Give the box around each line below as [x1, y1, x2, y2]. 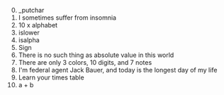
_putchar [18, 6, 45, 14]
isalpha [18, 36, 40, 44]
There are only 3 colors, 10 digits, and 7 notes [18, 58, 152, 66]
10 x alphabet [18, 21, 58, 29]
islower [18, 28, 40, 37]
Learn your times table [18, 73, 84, 82]
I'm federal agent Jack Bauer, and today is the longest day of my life [18, 66, 218, 74]
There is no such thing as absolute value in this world [18, 51, 174, 59]
